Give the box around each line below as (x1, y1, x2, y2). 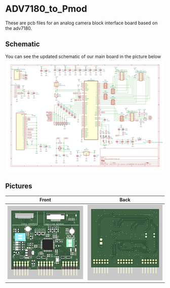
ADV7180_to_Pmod (5, 3, 88, 15)
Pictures (5, 182, 32, 191)
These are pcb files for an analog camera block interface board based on (5, 20, 158, 26)
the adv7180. (5, 25, 32, 31)
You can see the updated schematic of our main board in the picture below (5, 53, 161, 59)
